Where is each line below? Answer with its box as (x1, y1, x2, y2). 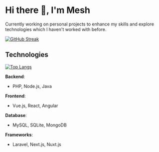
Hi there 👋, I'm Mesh (5, 4, 91, 16)
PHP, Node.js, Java (12, 83, 52, 89)
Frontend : (5, 92, 26, 99)
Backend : (5, 73, 25, 79)
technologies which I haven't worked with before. (5, 26, 107, 32)
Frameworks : (5, 131, 33, 137)
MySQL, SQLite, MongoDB (12, 122, 67, 128)
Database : (5, 112, 27, 118)
